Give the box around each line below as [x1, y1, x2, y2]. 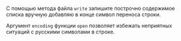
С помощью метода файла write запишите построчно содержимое [6, 5, 175, 12]
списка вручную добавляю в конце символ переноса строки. [6, 11, 161, 18]
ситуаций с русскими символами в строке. [6, 28, 115, 35]
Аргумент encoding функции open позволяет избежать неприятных [6, 23, 172, 29]
